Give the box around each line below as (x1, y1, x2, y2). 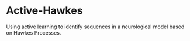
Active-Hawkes (6, 4, 83, 17)
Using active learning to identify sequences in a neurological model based (6, 23, 185, 30)
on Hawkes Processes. (6, 29, 61, 36)
